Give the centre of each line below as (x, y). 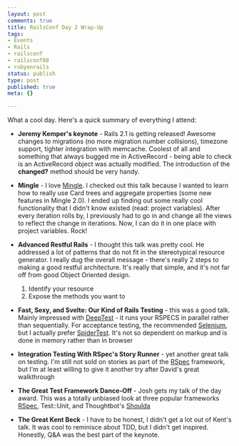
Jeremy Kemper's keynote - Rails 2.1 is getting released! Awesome (117, 134)
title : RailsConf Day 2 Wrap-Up (55, 27)
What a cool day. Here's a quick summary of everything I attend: (102, 120)
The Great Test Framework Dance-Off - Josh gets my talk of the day (119, 391)
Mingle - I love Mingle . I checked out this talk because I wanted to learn (123, 185)
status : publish (31, 73)
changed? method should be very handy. (78, 172)
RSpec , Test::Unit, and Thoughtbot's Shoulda (84, 406)
